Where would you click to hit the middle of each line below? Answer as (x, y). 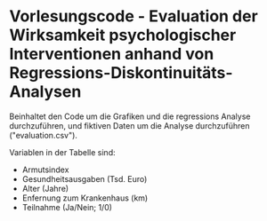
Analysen (45, 92)
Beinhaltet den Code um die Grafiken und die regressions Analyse (130, 116)
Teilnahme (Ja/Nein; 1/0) (67, 207)
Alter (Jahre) (45, 188)
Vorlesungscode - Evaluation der (133, 16)
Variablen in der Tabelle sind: (62, 152)
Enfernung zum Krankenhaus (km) (85, 198)
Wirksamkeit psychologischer (123, 35)
